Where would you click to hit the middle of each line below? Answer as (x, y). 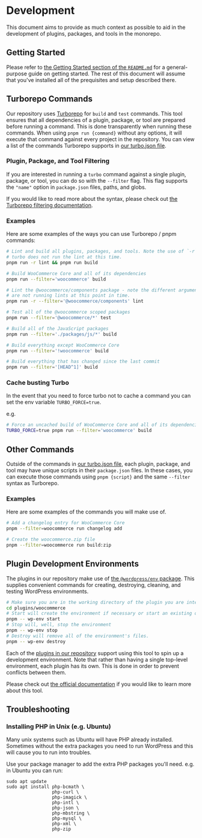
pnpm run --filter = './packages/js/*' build (62, 334)
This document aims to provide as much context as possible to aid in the (96, 27)
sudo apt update (26, 782)
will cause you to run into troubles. (49, 752)
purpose (17, 74)
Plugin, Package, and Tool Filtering (58, 161)
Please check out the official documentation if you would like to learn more (99, 684)
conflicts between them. (36, 672)
